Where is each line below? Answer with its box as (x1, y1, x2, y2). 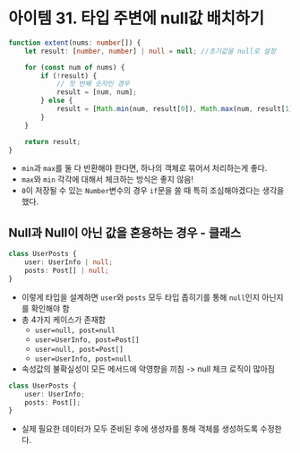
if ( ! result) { (40, 71, 98, 81)
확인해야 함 (30, 303, 70, 313)
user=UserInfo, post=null (34, 355, 132, 363)
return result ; (24, 137, 81, 146)
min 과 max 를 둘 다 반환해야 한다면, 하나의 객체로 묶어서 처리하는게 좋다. (21, 163, 268, 174)
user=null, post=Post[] (34, 345, 124, 354)
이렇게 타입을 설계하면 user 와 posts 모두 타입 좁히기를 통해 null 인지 (21, 292, 261, 303)
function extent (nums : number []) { (8, 38, 141, 47)
